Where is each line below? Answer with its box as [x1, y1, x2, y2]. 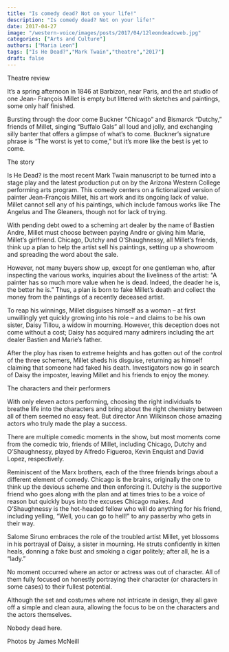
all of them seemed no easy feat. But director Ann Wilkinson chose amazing [7, 412, 222, 420]
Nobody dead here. [7, 624, 63, 632]
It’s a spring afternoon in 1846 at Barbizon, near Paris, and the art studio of [7, 87, 219, 95]
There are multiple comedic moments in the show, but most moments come [7, 432, 221, 441]
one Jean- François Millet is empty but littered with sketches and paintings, [7, 94, 220, 103]
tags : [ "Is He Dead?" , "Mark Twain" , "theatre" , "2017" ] [7, 49, 165, 56]
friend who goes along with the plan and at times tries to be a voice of [7, 490, 206, 498]
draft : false [7, 55, 45, 62]
